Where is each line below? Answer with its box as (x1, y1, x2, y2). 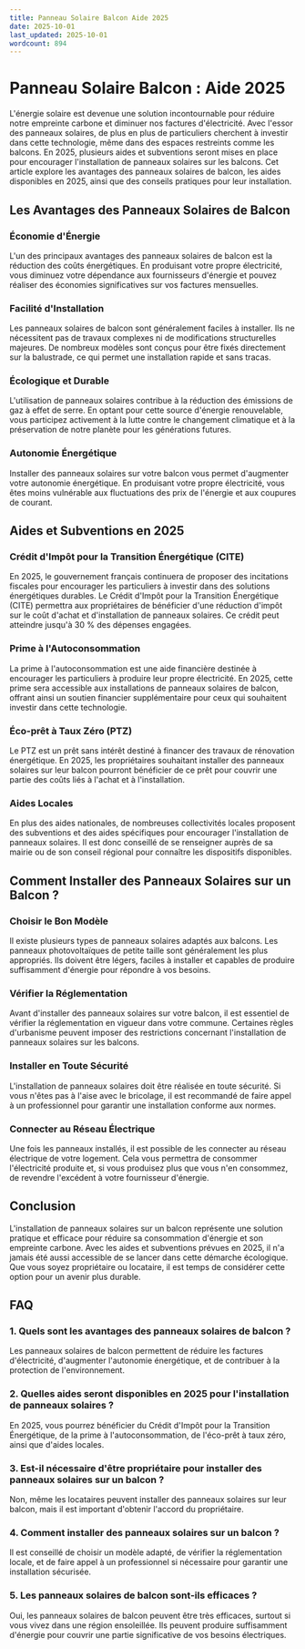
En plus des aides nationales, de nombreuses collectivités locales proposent (9, 817, 296, 829)
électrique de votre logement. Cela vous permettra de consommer (9, 1152, 258, 1163)
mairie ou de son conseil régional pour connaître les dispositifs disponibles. (9, 846, 292, 857)
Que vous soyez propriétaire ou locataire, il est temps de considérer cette (9, 1261, 285, 1272)
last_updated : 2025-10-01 (9, 30, 107, 39)
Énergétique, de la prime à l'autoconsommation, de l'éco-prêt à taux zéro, (9, 1429, 287, 1440)
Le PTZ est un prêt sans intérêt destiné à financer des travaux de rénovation (9, 745, 295, 756)
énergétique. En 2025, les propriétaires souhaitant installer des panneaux (9, 755, 285, 766)
